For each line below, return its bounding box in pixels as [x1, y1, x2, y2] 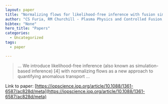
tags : [5, 40, 16, 45]
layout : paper [5, 7, 35, 12]
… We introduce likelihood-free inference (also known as [17, 62, 134, 68]
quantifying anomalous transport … [17, 73, 90, 79]
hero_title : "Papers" [5, 26, 50, 31]
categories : [5, 30, 30, 35]
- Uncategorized [9, 35, 43, 40]
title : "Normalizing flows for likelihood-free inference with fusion [5, 12, 155, 17]
